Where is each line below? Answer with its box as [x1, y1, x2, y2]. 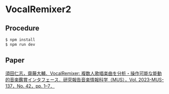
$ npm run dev [5, 42, 36, 47]
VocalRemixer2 [5, 4, 71, 15]
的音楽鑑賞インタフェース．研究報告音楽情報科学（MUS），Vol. [5, 76, 138, 82]
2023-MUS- [138, 76, 164, 82]
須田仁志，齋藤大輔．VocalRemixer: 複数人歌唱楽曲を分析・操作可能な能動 [5, 70, 162, 76]
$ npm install [5, 37, 36, 42]
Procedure [5, 24, 40, 33]
